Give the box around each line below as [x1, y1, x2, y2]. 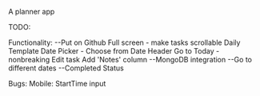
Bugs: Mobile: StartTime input [8, 79, 106, 88]
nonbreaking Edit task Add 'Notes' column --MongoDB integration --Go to [8, 55, 252, 64]
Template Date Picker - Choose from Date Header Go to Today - [8, 46, 220, 55]
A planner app [8, 7, 55, 16]
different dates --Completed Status [8, 63, 124, 73]
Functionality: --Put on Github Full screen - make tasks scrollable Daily [8, 38, 241, 47]
